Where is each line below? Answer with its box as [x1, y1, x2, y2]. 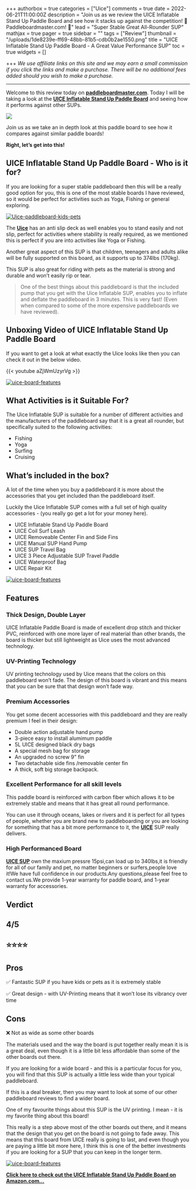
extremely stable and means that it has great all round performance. [6, 800, 170, 807]
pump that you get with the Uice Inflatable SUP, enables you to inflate [20, 289, 188, 296]
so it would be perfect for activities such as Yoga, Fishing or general [6, 196, 170, 203]
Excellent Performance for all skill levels [6, 780, 122, 788]
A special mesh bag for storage [14, 747, 90, 754]
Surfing [14, 447, 33, 454]
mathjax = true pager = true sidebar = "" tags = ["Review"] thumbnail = [6, 30, 177, 37]
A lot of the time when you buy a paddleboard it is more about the [6, 486, 164, 493]
